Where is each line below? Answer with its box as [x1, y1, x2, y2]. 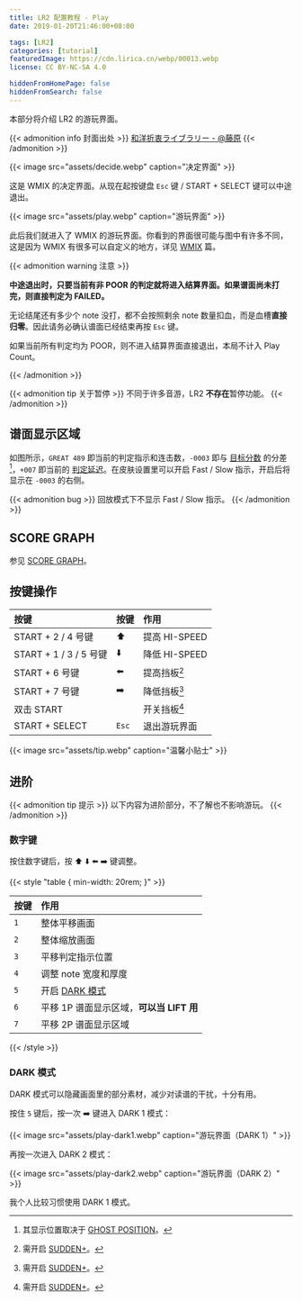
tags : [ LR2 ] [9, 38, 54, 47]
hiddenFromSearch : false [9, 87, 102, 96]
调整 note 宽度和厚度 [40, 968, 129, 980]
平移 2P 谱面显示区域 [40, 1018, 130, 1031]
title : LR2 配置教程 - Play [9, 13, 110, 23]
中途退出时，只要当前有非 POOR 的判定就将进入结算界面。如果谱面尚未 [9, 279, 272, 290]
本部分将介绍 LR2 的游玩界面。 [9, 113, 123, 124]
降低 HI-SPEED [142, 648, 209, 661]
